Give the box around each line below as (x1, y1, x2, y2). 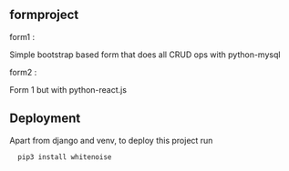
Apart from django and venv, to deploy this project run (9, 135, 213, 146)
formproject (9, 7, 79, 23)
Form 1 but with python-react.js (9, 84, 128, 95)
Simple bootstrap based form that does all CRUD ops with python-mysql (9, 49, 281, 60)
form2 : (9, 66, 37, 77)
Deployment (9, 111, 81, 126)
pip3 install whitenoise (17, 152, 112, 162)
